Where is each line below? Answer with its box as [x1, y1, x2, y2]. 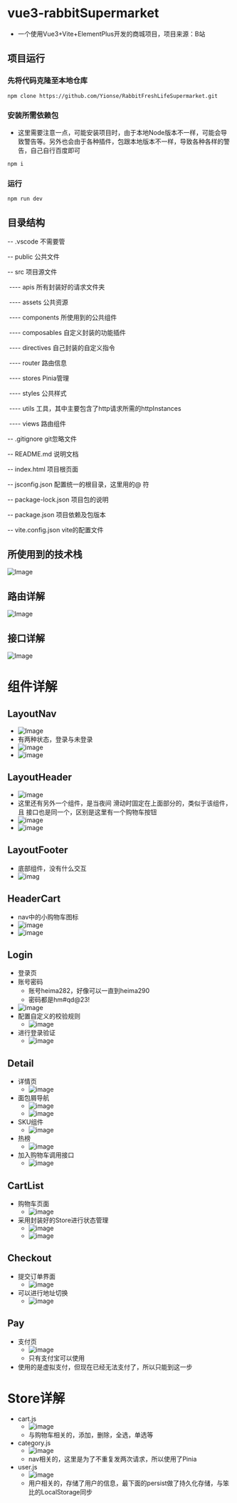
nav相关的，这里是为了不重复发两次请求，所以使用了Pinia [28, 1454, 197, 1463]
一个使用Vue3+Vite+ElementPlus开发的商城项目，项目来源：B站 [17, 29, 206, 38]
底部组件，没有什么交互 [17, 864, 87, 872]
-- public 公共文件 [7, 252, 60, 261]
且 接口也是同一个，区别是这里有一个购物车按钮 [17, 807, 157, 816]
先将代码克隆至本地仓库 [7, 76, 88, 86]
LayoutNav [7, 707, 57, 719]
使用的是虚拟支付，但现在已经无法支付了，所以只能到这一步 [17, 1362, 193, 1371]
